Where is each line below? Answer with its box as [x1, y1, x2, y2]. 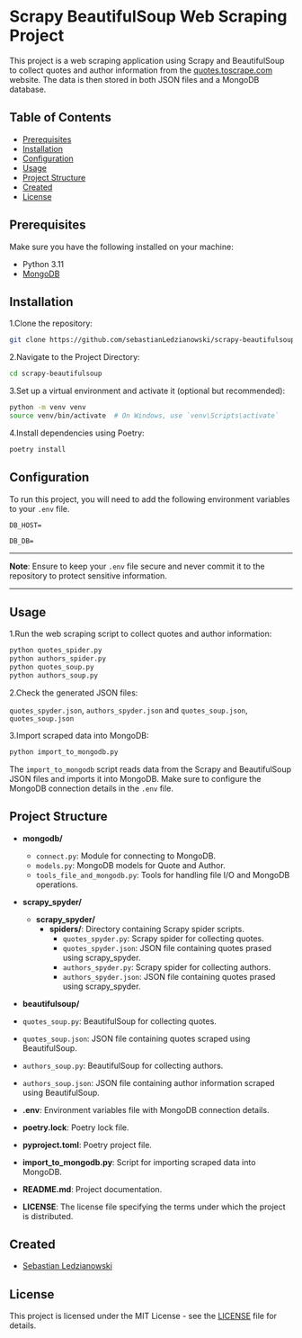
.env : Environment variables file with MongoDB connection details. [22, 1104, 270, 1115]
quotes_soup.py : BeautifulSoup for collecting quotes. [22, 1015, 218, 1027]
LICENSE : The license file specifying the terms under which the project [22, 1201, 286, 1212]
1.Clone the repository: [9, 318, 93, 329]
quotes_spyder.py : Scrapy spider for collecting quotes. [62, 933, 264, 944]
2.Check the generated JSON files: [9, 687, 138, 698]
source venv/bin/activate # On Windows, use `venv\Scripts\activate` [9, 411, 280, 420]
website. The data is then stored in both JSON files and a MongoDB [9, 74, 260, 85]
